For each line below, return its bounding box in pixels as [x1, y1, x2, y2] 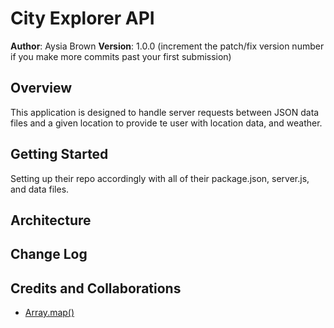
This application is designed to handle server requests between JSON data [10, 106, 320, 118]
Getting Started [10, 146, 109, 163]
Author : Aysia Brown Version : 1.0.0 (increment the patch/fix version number [10, 40, 325, 52]
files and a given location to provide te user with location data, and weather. [10, 117, 323, 129]
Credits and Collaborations [10, 280, 182, 297]
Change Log [10, 246, 88, 263]
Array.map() [24, 307, 75, 319]
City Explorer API [10, 7, 155, 30]
